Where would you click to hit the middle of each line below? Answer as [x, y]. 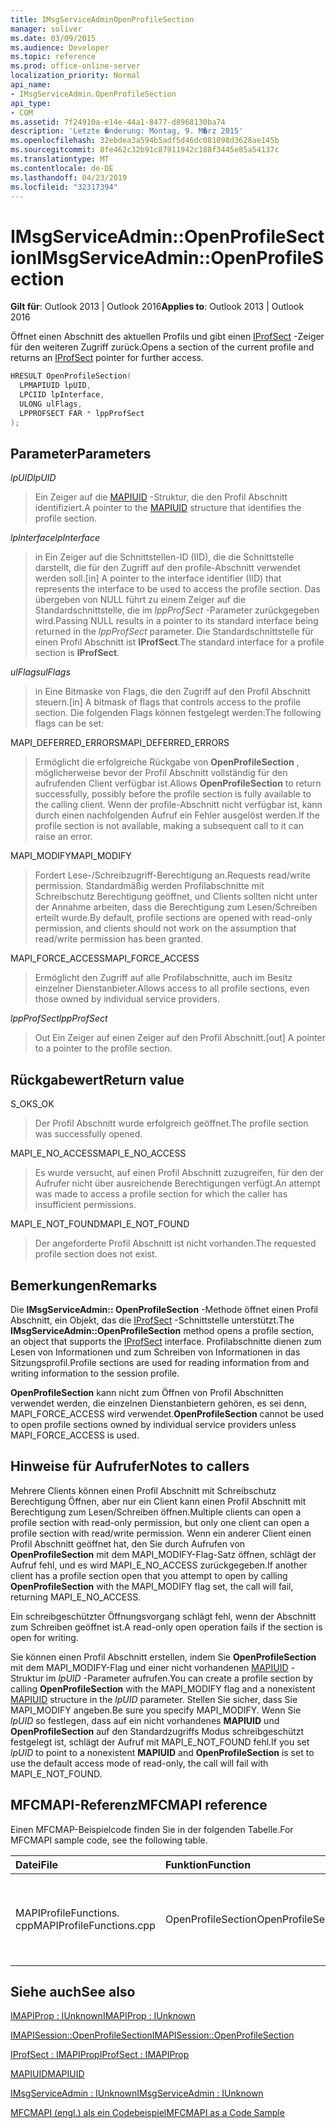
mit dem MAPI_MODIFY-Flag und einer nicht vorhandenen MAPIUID [149, 1667]
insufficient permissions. [85, 1205]
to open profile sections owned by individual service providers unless [153, 1424]
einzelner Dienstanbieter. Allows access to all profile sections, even [172, 988]
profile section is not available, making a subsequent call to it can [169, 826]
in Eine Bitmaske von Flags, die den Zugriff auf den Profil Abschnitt [172, 692]
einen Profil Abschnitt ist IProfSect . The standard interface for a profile [179, 642]
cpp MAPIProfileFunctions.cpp [85, 1925]
